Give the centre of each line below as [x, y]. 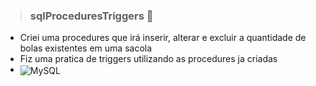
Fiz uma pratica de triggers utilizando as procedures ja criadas [148, 59]
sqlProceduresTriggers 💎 [91, 16]
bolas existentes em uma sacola [86, 48]
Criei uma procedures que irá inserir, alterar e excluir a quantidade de [163, 38]
